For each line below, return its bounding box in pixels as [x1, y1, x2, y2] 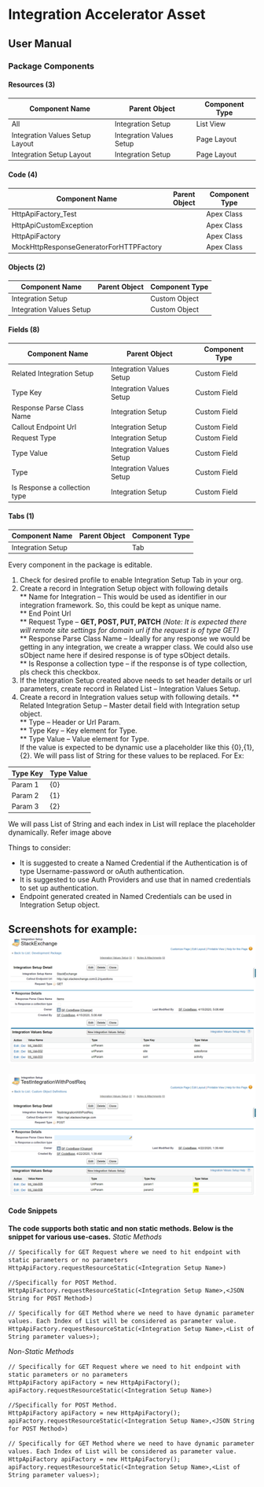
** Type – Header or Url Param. [19, 718, 121, 727]
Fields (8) [8, 324, 40, 334]
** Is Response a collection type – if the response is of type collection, [19, 659, 247, 668]
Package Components [8, 61, 95, 72]
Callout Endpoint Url [11, 423, 77, 432]
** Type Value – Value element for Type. [19, 734, 149, 744]
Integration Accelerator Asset [8, 6, 206, 24]
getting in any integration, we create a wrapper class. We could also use [19, 642, 254, 652]
